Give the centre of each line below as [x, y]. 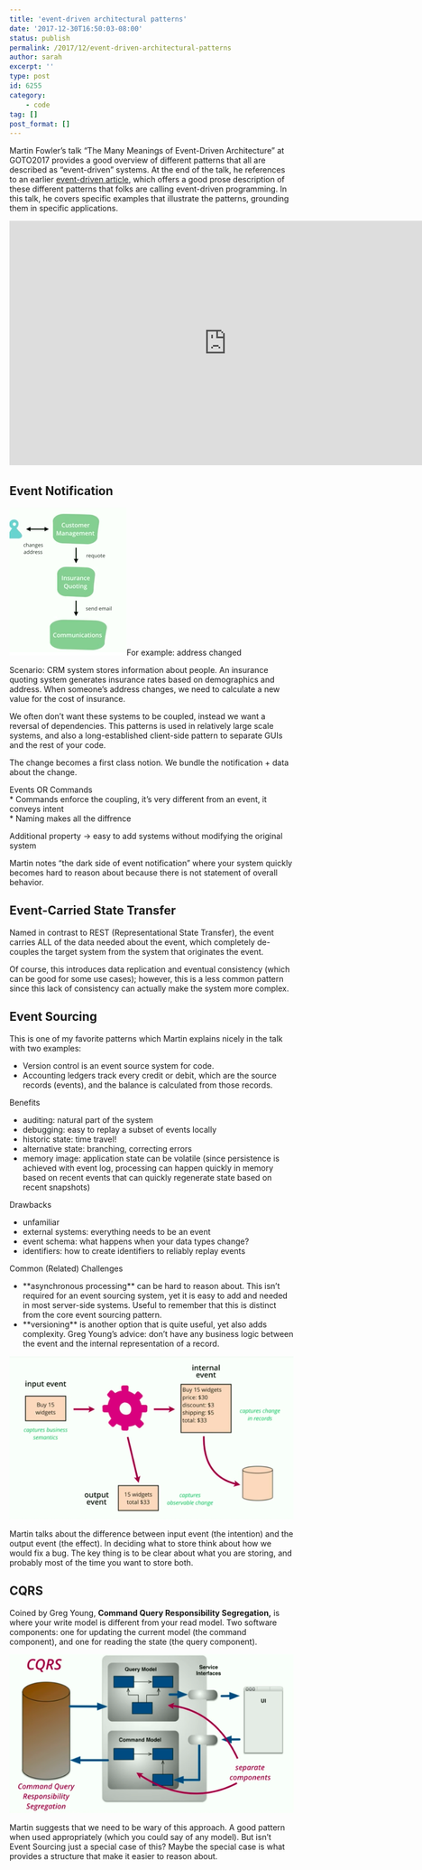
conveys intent [37, 809]
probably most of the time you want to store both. [101, 1562]
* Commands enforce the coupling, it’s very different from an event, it [138, 799]
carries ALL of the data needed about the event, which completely [132, 942]
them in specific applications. [64, 209]
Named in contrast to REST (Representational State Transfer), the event [142, 932]
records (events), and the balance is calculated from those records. [147, 1085]
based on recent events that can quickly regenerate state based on [147, 1177]
